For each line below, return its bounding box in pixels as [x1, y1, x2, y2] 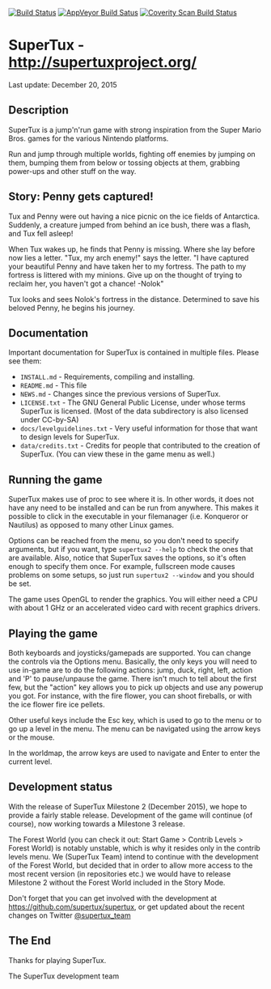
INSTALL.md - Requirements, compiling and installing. [19, 372, 196, 382]
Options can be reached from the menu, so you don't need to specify [8, 536, 239, 545]
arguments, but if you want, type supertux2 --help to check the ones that [8, 545, 253, 554]
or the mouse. [8, 732, 55, 742]
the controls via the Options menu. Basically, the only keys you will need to [8, 656, 257, 666]
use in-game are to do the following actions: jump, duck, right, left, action [8, 665, 253, 675]
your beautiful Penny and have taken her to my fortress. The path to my [8, 261, 247, 271]
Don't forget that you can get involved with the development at [8, 893, 217, 902]
